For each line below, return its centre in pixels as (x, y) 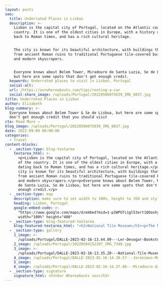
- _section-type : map (31, 194)
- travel (18, 140)
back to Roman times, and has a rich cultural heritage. (73, 37)
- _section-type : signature (38, 271)
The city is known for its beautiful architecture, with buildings (83, 50)
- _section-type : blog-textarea (42, 149)
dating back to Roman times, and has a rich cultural (73, 167)
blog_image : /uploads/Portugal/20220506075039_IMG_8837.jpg (67, 126)
